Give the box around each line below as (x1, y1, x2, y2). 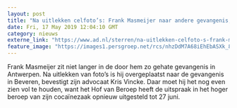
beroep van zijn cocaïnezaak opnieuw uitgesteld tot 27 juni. (7, 92, 181, 101)
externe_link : (7, 37, 49, 44)
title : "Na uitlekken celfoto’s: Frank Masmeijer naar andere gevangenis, (7, 17, 232, 24)
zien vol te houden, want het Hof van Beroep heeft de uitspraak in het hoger (7, 85, 228, 93)
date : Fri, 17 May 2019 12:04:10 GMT (7, 23, 119, 30)
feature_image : (7, 43, 52, 50)
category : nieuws (7, 30, 59, 37)
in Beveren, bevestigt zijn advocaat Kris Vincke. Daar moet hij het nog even (7, 78, 226, 85)
